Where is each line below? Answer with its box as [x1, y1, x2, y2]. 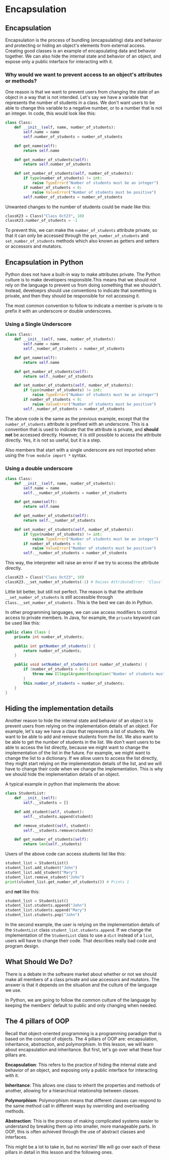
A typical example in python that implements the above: [5, 781, 121, 787]
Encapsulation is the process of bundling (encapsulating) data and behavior [5, 37, 162, 43]
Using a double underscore [5, 465, 73, 472]
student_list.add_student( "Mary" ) [5, 870, 78, 875]
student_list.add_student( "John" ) [5, 865, 78, 871]
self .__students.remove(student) [23, 828, 94, 833]
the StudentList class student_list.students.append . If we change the [5, 927, 152, 933]
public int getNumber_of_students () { [14, 643, 96, 649]
